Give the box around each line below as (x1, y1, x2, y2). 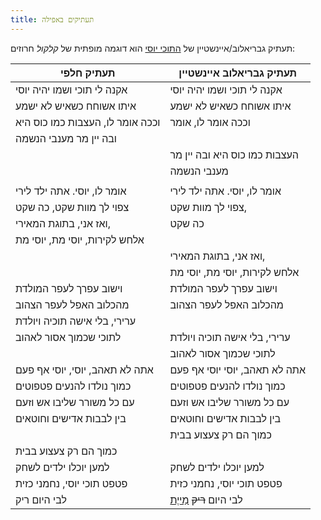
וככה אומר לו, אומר (169, 115, 251, 129)
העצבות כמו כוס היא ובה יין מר (169, 147, 299, 161)
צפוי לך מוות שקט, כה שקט (15, 200, 130, 214)
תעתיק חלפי (60, 66, 116, 80)
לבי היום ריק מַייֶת (169, 492, 243, 506)
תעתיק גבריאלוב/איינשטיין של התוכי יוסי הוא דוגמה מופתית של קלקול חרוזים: (10, 42, 296, 54)
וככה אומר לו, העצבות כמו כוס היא (15, 115, 161, 129)
